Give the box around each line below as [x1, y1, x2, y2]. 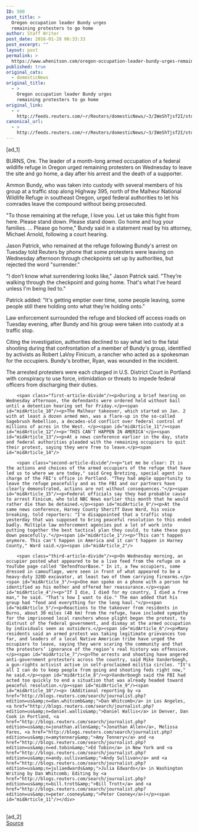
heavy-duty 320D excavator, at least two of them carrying [6, 573, 154, 580]
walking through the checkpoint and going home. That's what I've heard [6, 279, 181, 286]
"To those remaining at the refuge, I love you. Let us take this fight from [6, 211, 180, 219]
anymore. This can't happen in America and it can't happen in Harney [6, 537, 183, 543]
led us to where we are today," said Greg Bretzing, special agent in [6, 470, 183, 476]
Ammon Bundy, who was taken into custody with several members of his [6, 181, 183, 188]
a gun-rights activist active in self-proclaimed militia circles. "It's [6, 662, 192, 667]
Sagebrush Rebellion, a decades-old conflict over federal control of [6, 418, 183, 424]
